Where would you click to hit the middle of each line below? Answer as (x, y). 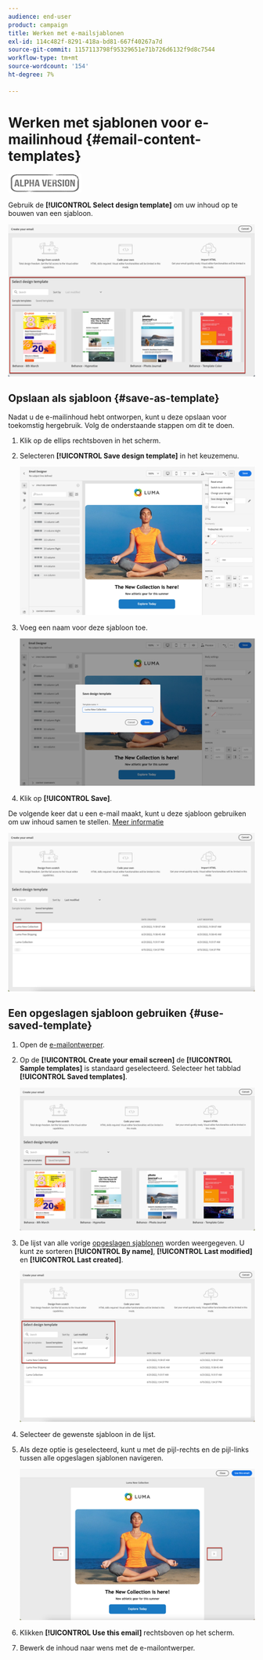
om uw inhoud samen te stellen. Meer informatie (86, 822)
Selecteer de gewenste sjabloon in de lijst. (88, 1435)
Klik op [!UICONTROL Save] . (65, 799)
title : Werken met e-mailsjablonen (66, 33)
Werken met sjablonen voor (100, 122)
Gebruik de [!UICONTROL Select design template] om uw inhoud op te (123, 205)
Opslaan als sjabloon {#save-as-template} (114, 399)
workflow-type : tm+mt (43, 58)
